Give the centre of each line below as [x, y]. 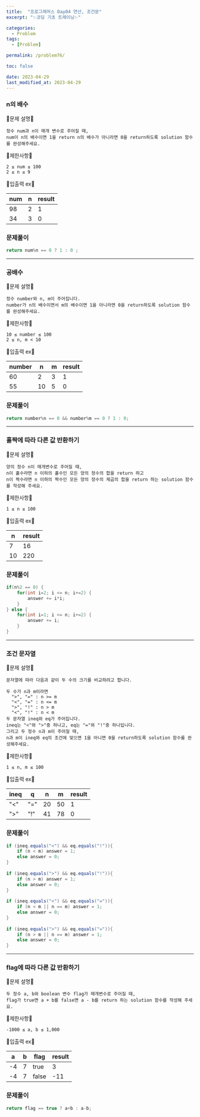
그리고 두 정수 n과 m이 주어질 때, [43, 732]
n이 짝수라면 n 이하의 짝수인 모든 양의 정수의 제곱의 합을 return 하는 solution [94, 479]
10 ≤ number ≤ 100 [29, 335]
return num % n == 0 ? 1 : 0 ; [42, 250]
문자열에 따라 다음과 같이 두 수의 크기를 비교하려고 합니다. [69, 680]
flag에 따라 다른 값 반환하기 [43, 968]
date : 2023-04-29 [28, 77]
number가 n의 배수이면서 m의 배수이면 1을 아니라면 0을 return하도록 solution [93, 305]
